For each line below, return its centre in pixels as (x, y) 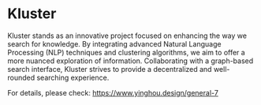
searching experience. (73, 77)
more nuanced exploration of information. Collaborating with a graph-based (130, 61)
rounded (21, 77)
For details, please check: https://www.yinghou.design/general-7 (113, 92)
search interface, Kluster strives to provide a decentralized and (110, 69)
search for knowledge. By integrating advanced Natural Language (114, 43)
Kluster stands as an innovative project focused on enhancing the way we (127, 36)
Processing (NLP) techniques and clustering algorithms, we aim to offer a (126, 52)
